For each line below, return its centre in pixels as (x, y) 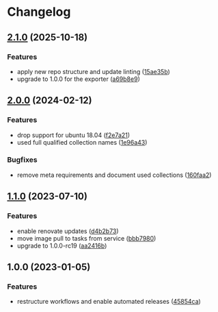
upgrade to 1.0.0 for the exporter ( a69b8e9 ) (78, 79)
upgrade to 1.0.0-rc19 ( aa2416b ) (62, 245)
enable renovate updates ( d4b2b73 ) (68, 231)
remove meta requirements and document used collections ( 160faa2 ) (114, 175)
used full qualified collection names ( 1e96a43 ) (82, 142)
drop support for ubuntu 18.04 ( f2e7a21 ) (73, 135)
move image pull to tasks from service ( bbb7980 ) (86, 238)
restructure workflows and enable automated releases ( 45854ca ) (109, 302)
